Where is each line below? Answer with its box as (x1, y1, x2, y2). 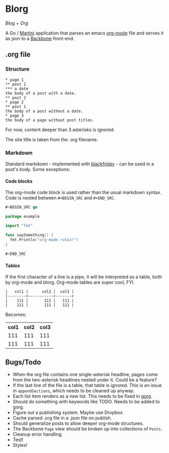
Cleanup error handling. (12, 431, 63, 438)
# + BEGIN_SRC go (5, 205, 38, 210)
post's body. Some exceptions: (5, 166, 70, 172)
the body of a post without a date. (5, 109, 83, 114)
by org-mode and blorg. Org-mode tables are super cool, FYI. (5, 279, 135, 286)
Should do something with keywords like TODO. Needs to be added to (12, 399, 160, 405)
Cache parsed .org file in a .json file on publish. (12, 415, 112, 421)
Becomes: (5, 312, 27, 318)
